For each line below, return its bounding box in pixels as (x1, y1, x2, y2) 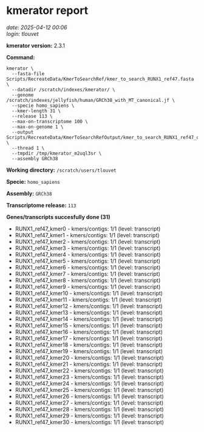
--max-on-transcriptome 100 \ (12, 118, 88, 124)
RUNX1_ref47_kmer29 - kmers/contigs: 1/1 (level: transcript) (15, 412, 164, 419)
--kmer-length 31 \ (12, 107, 61, 114)
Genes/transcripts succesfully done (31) (6, 213, 110, 220)
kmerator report (6, 4, 89, 18)
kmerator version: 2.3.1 (6, 42, 66, 49)
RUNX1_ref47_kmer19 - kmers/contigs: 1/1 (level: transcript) (15, 347, 163, 355)
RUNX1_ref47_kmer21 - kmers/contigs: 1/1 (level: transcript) (15, 360, 163, 368)
